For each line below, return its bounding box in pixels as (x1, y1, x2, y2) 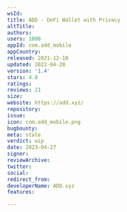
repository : (7, 106, 41, 113)
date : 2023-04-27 (7, 144, 57, 151)
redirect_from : (7, 176, 51, 182)
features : (7, 189, 36, 196)
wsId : (7, 10, 23, 17)
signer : (7, 150, 29, 158)
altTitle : (7, 23, 36, 30)
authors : (7, 29, 32, 36)
